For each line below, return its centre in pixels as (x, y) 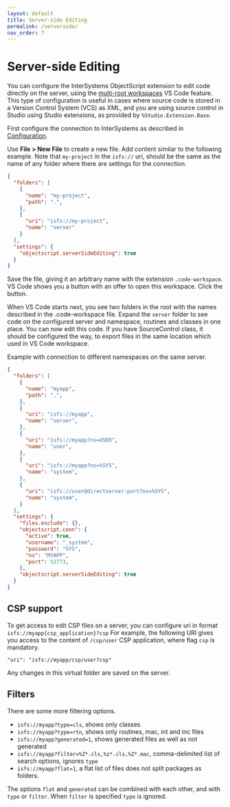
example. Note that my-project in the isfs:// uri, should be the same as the (114, 156)
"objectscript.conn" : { (54, 530)
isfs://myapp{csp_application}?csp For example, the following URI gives (111, 632)
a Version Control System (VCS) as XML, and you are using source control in (115, 108)
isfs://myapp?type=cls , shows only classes (79, 724)
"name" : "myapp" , (50, 389)
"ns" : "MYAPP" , (47, 555)
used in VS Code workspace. (48, 344)
